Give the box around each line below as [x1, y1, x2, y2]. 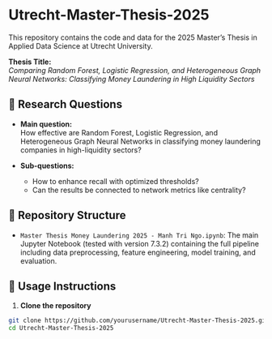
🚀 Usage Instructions [8, 279, 117, 293]
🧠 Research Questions [8, 97, 123, 111]
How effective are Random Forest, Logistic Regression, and [19, 127, 219, 137]
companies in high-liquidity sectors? [19, 144, 142, 155]
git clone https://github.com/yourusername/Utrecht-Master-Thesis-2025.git [8, 316, 270, 325]
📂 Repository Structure [8, 208, 126, 222]
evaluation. [19, 255, 57, 265]
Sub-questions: [19, 161, 74, 170]
